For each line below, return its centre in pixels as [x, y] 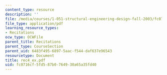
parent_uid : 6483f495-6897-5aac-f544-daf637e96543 [59, 51]
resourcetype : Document [30, 56]
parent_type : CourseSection [34, 46]
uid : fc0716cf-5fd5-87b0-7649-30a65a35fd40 [51, 65]
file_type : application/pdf [34, 23]
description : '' [22, 14]
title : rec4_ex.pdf [25, 60]
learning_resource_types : [32, 28]
